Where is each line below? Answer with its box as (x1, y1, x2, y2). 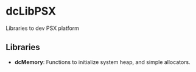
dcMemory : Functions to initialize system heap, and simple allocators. (14, 58, 191, 65)
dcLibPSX (5, 4, 57, 18)
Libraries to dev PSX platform (5, 24, 80, 32)
